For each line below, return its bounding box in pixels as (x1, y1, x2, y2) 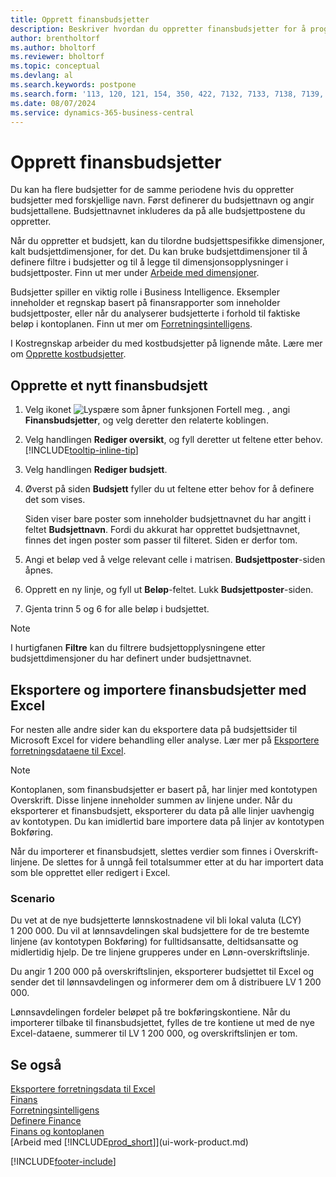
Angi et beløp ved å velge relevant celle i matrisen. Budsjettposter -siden (24, 554, 326, 566)
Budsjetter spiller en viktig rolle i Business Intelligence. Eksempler (10, 286, 280, 298)
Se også (10, 1056, 62, 1073)
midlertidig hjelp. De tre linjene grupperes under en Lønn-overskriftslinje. (10, 946, 310, 958)
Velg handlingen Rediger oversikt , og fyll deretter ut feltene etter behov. (24, 434, 323, 446)
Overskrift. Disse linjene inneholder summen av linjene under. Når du (10, 794, 293, 806)
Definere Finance (10, 1115, 82, 1127)
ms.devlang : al (10, 71, 74, 81)
